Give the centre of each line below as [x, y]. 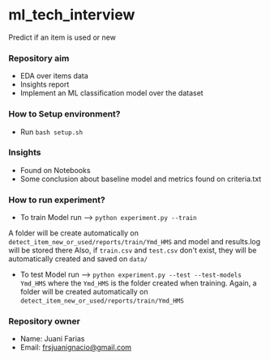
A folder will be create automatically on [74, 233]
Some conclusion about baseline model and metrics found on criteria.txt [141, 179]
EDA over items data [54, 76]
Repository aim [39, 58]
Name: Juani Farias [52, 339]
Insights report [45, 85]
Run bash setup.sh [51, 132]
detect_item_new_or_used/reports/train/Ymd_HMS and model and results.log [135, 242]
